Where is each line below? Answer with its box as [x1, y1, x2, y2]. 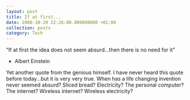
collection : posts [6, 25, 51, 31]
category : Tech [6, 30, 43, 36]
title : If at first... [6, 14, 61, 20]
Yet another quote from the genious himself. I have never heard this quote [6, 69, 184, 76]
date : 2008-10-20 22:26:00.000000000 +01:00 [6, 19, 116, 25]
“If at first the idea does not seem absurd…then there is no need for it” [6, 46, 175, 53]
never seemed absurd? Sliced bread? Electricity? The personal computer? [6, 81, 184, 88]
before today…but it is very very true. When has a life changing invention [6, 75, 181, 82]
